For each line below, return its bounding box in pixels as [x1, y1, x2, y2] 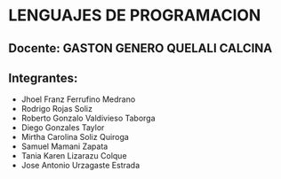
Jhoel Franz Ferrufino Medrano [20, 94, 136, 105]
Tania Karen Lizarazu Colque [20, 151, 127, 161]
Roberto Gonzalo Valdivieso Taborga [20, 113, 157, 124]
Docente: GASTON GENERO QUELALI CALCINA [8, 41, 273, 56]
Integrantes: [8, 70, 78, 85]
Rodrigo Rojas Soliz [20, 104, 92, 114]
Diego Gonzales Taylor [20, 122, 105, 133]
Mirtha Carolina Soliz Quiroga [20, 132, 130, 143]
